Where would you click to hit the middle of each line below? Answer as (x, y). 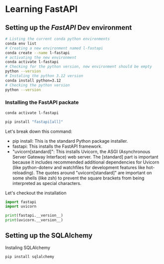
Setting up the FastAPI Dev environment (69, 28)
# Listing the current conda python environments (58, 39)
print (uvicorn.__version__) (34, 220)
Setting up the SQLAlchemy (49, 235)
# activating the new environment (41, 57)
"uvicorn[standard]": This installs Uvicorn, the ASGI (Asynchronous (81, 151)
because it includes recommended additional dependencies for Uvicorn (86, 162)
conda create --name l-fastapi (38, 53)
